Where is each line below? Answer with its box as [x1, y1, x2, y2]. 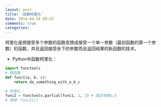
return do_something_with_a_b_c [14, 80, 80, 84]
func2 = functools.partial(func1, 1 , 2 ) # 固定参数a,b [5, 93, 117, 98]
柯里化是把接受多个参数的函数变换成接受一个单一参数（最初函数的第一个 [5, 40, 152, 46]
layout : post [5, 7, 32, 12]
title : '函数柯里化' [5, 12, 43, 17]
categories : [5, 26, 30, 30]
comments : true [5, 21, 36, 26]
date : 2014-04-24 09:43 [5, 16, 54, 21]
